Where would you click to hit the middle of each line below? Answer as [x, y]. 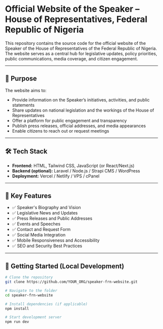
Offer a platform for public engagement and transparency [69, 120]
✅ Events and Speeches [36, 224]
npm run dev [17, 322]
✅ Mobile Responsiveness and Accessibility [56, 240]
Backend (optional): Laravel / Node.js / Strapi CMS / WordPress [76, 171]
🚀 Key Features [28, 196]
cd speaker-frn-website [29, 295]
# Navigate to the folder [31, 290]
